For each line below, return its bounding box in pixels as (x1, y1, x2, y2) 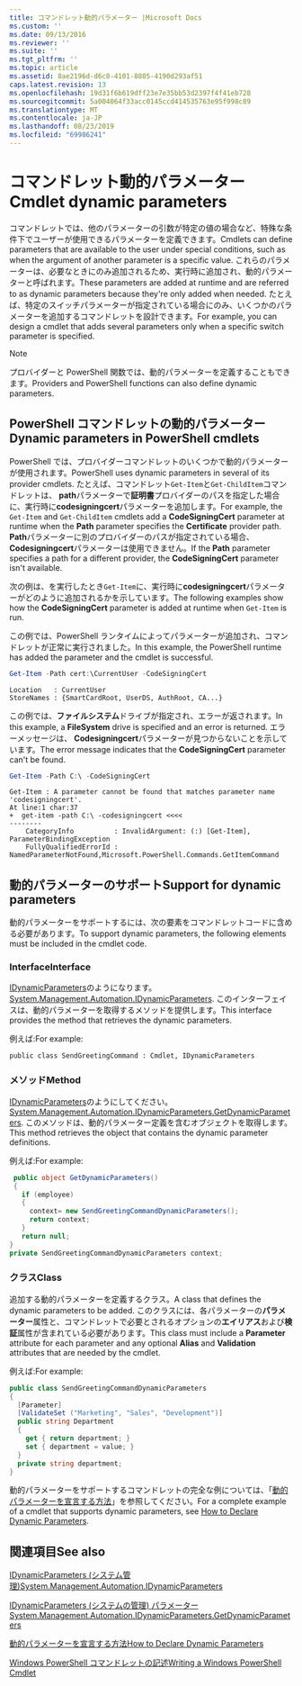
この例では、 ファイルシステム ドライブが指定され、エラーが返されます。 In (9, 710, 283, 721)
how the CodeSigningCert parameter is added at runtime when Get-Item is (9, 602, 288, 613)
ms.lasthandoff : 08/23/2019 (9, 122, 115, 131)
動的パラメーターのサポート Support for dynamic (9, 877, 281, 892)
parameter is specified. (9, 330, 95, 341)
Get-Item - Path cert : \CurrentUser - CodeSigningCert (9, 669, 207, 678)
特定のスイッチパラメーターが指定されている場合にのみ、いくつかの (24, 299, 277, 311)
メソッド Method (9, 1074, 81, 1086)
